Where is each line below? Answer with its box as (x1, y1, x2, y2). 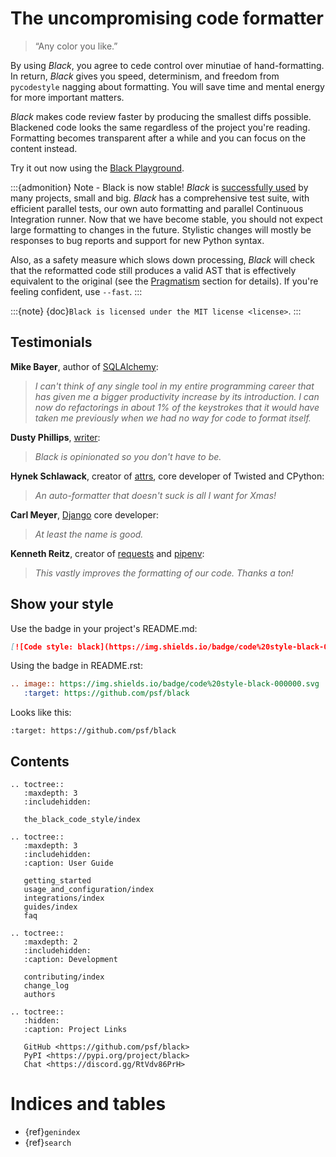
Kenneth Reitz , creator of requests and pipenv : (10, 547, 205, 559)
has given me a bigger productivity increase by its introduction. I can (34, 390, 320, 402)
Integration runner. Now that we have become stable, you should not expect (10, 213, 323, 225)
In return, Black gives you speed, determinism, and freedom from (10, 70, 280, 82)
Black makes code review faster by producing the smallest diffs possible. (10, 110, 312, 122)
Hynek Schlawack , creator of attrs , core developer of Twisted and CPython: (10, 470, 325, 482)
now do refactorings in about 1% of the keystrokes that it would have (34, 401, 320, 413)
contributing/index (23, 972, 105, 982)
